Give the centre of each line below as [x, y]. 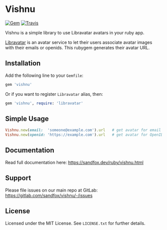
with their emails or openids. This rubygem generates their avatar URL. [78, 47]
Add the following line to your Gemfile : [44, 75]
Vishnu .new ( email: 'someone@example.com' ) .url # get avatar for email [83, 130]
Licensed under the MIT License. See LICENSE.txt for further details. [75, 223]
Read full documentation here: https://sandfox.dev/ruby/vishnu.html [75, 162]
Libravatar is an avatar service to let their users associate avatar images [79, 42]
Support [18, 178]
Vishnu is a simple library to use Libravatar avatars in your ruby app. [75, 32]
